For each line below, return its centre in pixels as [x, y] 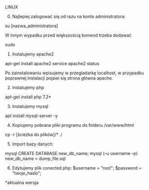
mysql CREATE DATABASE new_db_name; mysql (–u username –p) [72, 153]
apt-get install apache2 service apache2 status [52, 63]
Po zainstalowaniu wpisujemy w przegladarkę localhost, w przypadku [74, 73]
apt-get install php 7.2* [28, 97]
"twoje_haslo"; [26, 173]
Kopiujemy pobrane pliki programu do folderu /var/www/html [73, 125]
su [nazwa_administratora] [32, 26]
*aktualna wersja [22, 182]
